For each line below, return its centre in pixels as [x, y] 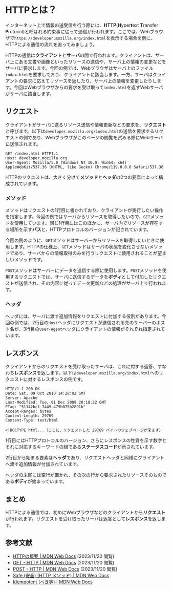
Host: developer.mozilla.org [36, 158]
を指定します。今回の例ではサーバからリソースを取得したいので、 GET [78, 217]
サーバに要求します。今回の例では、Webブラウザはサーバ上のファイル [79, 68]
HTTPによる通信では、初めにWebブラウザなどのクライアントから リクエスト [85, 512]
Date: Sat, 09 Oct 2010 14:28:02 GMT [46, 394]
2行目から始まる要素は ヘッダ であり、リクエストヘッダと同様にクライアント [85, 458]
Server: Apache [21, 398]
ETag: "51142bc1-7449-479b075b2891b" [46, 407]
